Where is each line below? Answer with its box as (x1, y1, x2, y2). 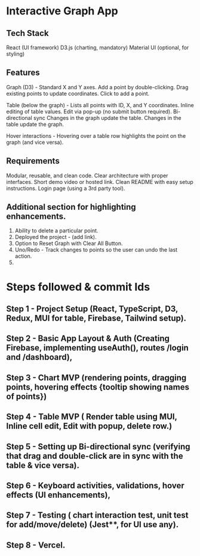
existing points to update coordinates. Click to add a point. (6, 90, 150, 97)
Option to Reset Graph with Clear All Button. (14, 240, 123, 247)
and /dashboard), (6, 352, 73, 362)
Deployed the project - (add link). (14, 234, 97, 241)
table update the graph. (6, 120, 64, 128)
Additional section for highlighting (6, 202, 136, 212)
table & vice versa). (6, 460, 79, 470)
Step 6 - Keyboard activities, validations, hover (6, 481, 185, 491)
